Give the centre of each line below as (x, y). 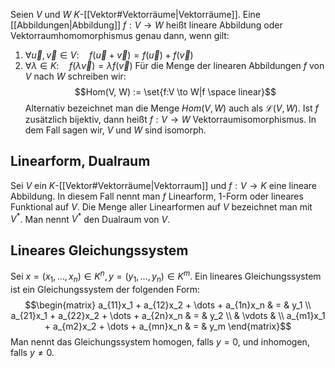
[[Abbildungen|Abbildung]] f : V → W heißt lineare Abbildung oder (146, 25)
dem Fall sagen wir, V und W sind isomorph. (115, 130)
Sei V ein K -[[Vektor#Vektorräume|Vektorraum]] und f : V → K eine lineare (164, 185)
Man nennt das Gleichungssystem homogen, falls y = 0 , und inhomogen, (160, 341)
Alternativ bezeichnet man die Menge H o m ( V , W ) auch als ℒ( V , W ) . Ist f (171, 108)
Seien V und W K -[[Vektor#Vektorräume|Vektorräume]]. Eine (135, 14)
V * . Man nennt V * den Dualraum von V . (90, 218)
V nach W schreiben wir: (75, 76)
